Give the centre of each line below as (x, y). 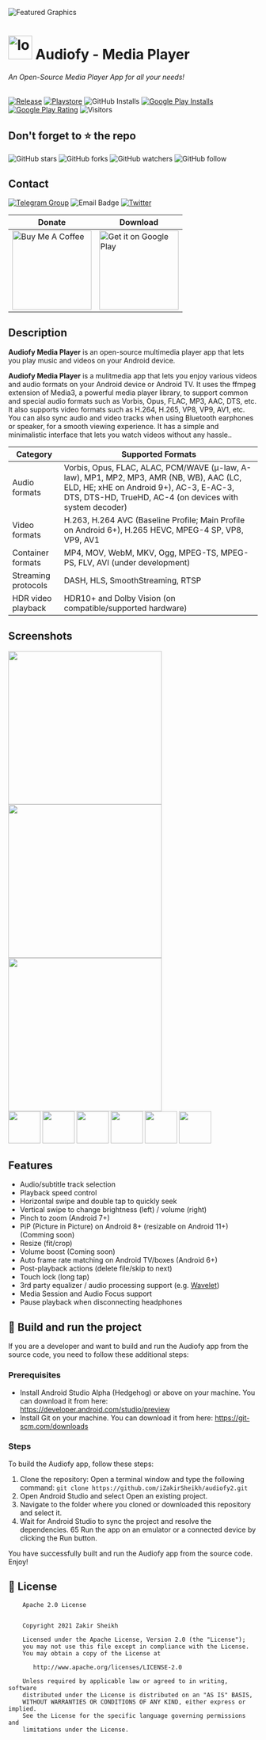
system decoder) (96, 507)
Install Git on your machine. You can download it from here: (116, 1418)
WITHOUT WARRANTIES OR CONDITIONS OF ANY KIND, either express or (134, 1702)
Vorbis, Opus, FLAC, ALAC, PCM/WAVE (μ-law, (152, 467)
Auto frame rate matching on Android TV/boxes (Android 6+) (118, 1260)
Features (30, 1166)
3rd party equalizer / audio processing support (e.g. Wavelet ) (120, 1286)
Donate (52, 222)
